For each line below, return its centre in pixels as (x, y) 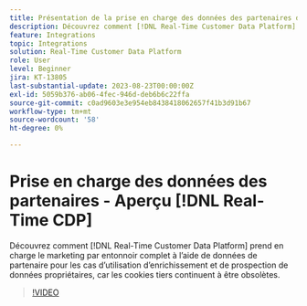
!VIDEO (45, 292)
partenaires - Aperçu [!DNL (115, 201)
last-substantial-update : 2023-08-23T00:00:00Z (102, 86)
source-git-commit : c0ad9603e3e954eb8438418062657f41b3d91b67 (130, 103)
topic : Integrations (49, 43)
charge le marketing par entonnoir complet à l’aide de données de (133, 255)
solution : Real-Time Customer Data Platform (95, 52)
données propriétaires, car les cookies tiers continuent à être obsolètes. (145, 274)
